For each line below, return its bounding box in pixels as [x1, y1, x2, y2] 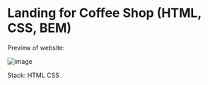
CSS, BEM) [7, 20, 72, 36]
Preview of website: [7, 43, 65, 52]
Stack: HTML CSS [7, 71, 60, 79]
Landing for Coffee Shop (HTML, [7, 5, 202, 21]
